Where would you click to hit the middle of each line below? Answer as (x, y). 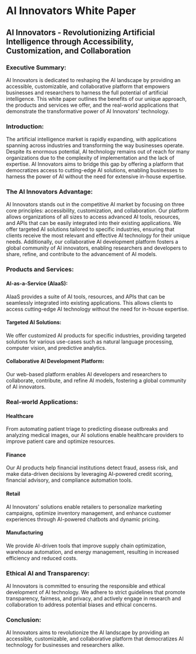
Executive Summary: (36, 67)
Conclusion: (24, 619)
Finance (16, 455)
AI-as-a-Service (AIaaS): (37, 283)
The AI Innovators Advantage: (50, 192)
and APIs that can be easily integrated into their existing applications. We (94, 223)
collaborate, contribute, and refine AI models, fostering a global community (96, 380)
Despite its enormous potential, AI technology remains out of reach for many (98, 152)
